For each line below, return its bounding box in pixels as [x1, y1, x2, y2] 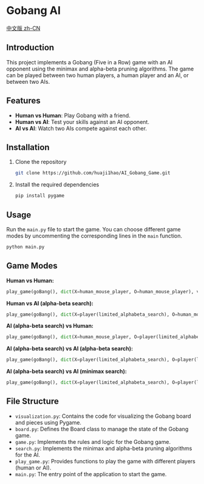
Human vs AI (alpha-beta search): [6, 299, 94, 307]
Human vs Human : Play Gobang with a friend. [15, 112, 131, 119]
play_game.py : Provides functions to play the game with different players [15, 457, 195, 465]
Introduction [6, 43, 55, 53]
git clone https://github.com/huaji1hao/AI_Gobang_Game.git [15, 170, 171, 176]
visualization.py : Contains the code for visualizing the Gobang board [15, 412, 191, 420]
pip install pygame [15, 193, 65, 199]
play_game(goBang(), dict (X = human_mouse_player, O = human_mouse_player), [6, 288, 194, 295]
